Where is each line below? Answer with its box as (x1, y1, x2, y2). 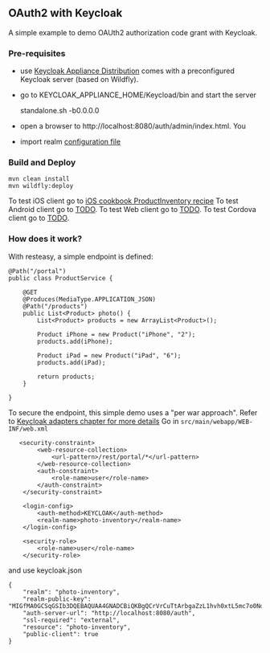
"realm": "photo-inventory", (22, 588, 121, 596)
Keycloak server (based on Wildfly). (19, 75, 139, 84)
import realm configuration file (19, 137, 121, 147)
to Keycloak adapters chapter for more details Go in (8, 416, 179, 426)
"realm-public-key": (22, 594, 92, 603)
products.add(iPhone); (37, 337, 113, 345)
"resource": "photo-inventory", (22, 622, 131, 631)
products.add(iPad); (37, 358, 106, 366)
